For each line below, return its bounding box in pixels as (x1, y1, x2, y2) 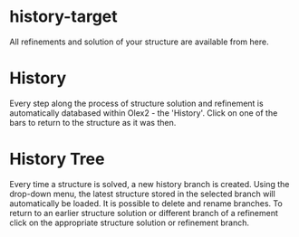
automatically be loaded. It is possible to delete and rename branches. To (9, 197, 283, 209)
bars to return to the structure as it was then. (9, 117, 177, 128)
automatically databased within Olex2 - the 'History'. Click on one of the (9, 107, 278, 118)
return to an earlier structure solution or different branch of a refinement (9, 207, 279, 218)
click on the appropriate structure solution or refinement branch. (9, 217, 250, 228)
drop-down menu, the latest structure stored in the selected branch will (9, 188, 276, 199)
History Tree (9, 149, 105, 169)
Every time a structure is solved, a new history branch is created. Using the (9, 178, 290, 189)
